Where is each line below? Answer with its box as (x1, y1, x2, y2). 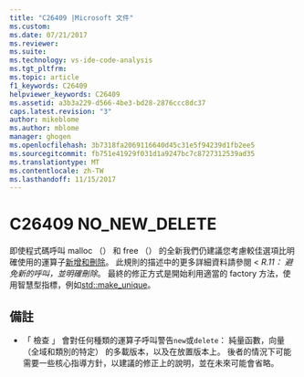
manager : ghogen (9, 132, 71, 141)
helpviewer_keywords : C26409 (9, 89, 121, 99)
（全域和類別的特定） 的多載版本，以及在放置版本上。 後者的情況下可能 (22, 346, 292, 357)
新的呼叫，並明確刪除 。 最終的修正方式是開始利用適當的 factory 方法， (16, 268, 283, 279)
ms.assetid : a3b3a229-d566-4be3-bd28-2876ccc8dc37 (9, 98, 206, 108)
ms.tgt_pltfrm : (9, 65, 68, 74)
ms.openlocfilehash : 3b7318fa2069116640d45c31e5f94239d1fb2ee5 (9, 141, 256, 150)
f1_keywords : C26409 (9, 81, 89, 90)
